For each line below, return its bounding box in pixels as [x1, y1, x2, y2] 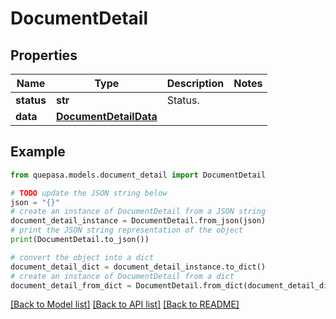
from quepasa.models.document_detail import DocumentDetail [10, 170, 267, 180]
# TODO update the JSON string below [10, 188, 168, 198]
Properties [10, 47, 78, 64]
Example [10, 143, 66, 161]
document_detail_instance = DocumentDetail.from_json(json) [10, 216, 267, 226]
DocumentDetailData [55, 110, 158, 123]
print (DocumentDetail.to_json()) [10, 235, 150, 245]
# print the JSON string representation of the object [10, 225, 244, 236]
